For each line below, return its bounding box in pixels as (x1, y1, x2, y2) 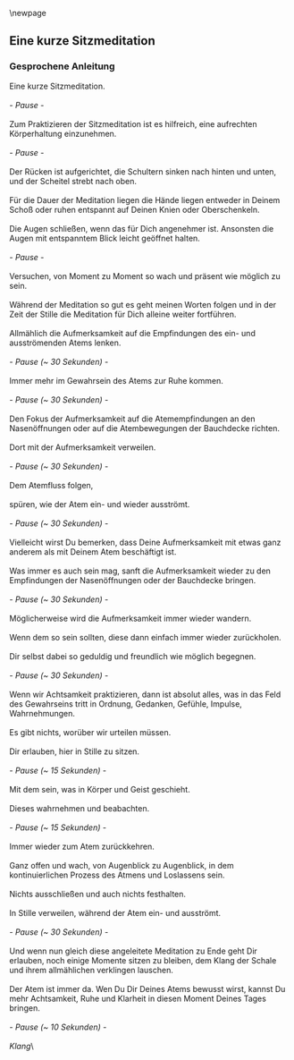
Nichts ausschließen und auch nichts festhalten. (9, 888, 186, 899)
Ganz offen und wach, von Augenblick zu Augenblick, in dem (9, 860, 234, 870)
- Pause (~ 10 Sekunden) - (9, 1022, 107, 1032)
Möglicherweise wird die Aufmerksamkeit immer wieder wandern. (9, 613, 252, 623)
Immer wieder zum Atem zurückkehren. (9, 841, 155, 852)
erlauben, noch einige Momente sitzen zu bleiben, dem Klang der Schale (9, 954, 277, 965)
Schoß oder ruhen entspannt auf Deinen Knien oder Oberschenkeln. (9, 204, 261, 215)
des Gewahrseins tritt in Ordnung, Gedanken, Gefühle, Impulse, (9, 698, 243, 709)
